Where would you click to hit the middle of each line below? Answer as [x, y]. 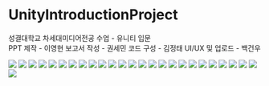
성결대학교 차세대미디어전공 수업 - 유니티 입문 [79, 38]
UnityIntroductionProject [93, 15]
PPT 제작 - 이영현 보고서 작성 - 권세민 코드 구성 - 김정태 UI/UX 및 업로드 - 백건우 [134, 48]
